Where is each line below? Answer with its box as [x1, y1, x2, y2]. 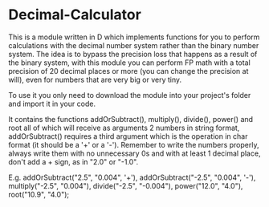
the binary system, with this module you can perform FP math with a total [8, 58, 251, 67]
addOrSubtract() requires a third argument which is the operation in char [8, 131, 248, 141]
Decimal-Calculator [8, 6, 142, 24]
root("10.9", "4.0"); [8, 189, 70, 199]
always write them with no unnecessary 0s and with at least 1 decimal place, [8, 148, 261, 158]
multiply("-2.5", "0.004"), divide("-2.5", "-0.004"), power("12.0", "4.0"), [8, 181, 243, 190]
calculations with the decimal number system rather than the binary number [8, 40, 259, 50]
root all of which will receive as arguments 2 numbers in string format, [8, 123, 240, 132]
